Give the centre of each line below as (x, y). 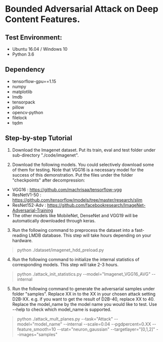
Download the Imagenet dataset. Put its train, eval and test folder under (84, 150)
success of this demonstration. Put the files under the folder (72, 175)
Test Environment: (34, 37)
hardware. (22, 241)
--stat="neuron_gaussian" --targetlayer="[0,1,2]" (106, 329)
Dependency (25, 70)
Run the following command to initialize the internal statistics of (76, 259)
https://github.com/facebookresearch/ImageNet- (96, 205)
